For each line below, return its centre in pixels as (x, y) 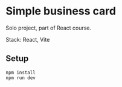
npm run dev (21, 78)
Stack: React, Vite (28, 39)
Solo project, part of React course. (49, 28)
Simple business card (61, 11)
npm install (21, 72)
